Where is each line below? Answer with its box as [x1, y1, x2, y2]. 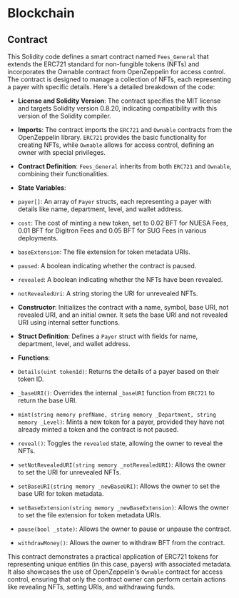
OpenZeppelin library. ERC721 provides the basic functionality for [17, 133, 207, 141]
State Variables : [17, 183, 66, 192]
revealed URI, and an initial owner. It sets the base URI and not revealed [17, 310, 228, 319]
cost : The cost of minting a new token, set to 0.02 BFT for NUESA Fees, [17, 219, 228, 227]
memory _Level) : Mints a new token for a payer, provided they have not [17, 417, 225, 426]
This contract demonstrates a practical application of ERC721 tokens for [7, 552, 219, 561]
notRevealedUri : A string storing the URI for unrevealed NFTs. [17, 289, 198, 298]
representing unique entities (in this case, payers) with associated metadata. [7, 560, 232, 568]
